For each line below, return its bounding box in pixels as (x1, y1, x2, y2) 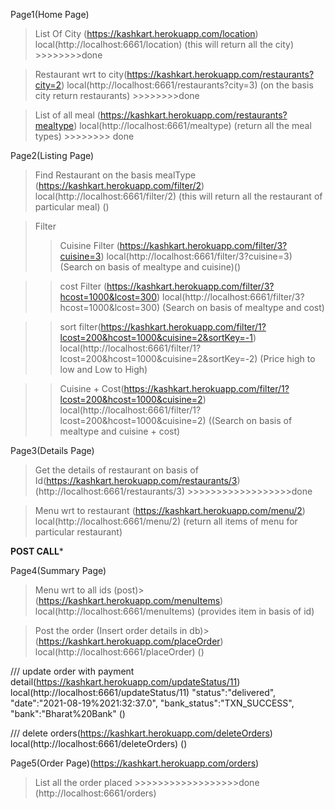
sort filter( (59, 321, 102, 333)
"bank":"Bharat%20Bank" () (10, 708, 126, 719)
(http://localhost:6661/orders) (34, 787, 157, 799)
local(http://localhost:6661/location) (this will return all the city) (34, 39, 295, 50)
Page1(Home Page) (10, 9, 90, 20)
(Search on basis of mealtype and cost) (162, 302, 325, 313)
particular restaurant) (34, 526, 123, 538)
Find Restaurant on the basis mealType (34, 169, 197, 181)
